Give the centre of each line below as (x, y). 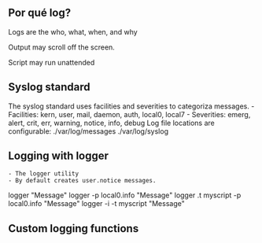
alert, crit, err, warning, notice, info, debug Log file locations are (111, 123)
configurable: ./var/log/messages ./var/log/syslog (89, 131)
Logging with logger (58, 156)
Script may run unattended (52, 62)
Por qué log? (40, 13)
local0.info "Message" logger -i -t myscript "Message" (96, 204)
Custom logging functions (74, 228)
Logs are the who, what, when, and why (73, 31)
